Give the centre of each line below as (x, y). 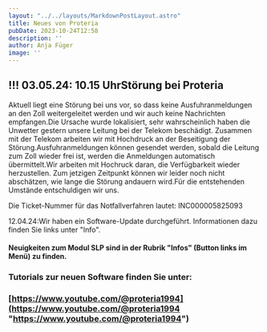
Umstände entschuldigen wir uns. (64, 190)
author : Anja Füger (41, 46)
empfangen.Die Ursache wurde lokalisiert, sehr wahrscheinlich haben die (129, 122)
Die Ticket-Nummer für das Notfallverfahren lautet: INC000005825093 (125, 205)
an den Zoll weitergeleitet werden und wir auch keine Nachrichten (117, 113)
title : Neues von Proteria (53, 23)
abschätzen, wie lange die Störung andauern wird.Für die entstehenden (126, 181)
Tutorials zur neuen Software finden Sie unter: (100, 277)
